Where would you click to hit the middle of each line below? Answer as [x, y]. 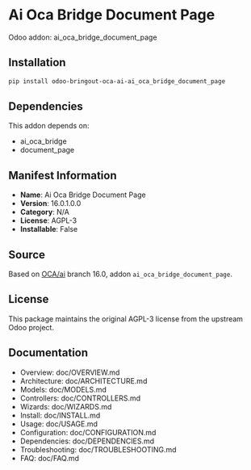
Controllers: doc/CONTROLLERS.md [80, 398]
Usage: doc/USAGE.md [59, 424]
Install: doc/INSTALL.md [60, 415]
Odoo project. [31, 327]
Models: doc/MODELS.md [63, 389]
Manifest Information [63, 175]
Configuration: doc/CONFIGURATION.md [88, 432]
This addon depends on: [49, 126]
